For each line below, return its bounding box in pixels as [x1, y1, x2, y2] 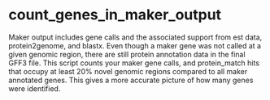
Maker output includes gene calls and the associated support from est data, [8, 32, 263, 42]
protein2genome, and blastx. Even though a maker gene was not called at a [8, 40, 262, 50]
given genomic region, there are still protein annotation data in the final [8, 49, 246, 59]
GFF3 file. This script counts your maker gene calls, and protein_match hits [8, 58, 260, 68]
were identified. [8, 83, 61, 94]
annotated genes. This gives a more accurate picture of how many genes [8, 75, 254, 85]
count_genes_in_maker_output [8, 6, 222, 24]
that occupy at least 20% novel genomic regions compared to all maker [8, 66, 248, 76]
